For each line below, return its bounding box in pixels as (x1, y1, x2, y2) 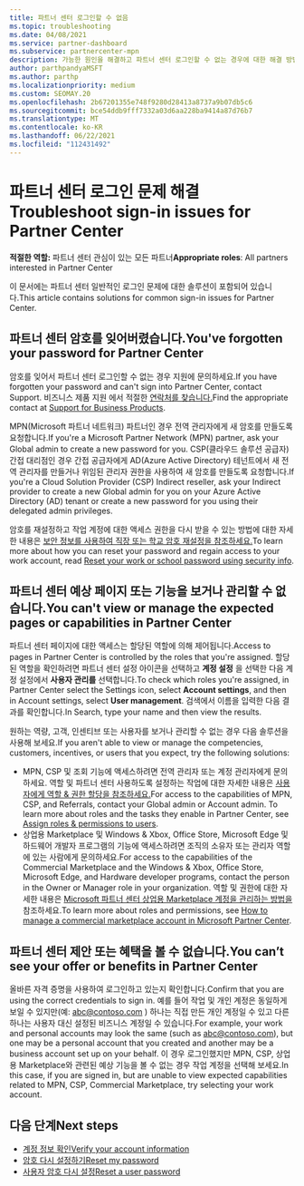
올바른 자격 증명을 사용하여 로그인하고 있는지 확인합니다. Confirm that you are (9, 984, 285, 995)
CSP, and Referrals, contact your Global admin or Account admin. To (22, 799, 279, 810)
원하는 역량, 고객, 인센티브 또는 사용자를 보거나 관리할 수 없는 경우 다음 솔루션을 (9, 726, 290, 737)
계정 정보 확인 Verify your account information (22, 1143, 190, 1154)
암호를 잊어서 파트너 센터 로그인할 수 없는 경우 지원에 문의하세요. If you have (9, 371, 278, 382)
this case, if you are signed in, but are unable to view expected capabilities (9, 1070, 288, 1081)
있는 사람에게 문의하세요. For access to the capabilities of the (32, 851, 253, 862)
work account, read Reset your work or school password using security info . (9, 555, 294, 566)
